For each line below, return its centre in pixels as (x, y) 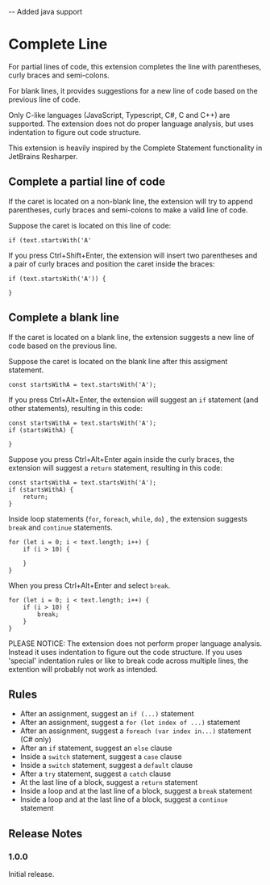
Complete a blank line (64, 318)
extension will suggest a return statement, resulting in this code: (116, 468)
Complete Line (58, 44)
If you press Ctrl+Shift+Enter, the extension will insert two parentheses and (133, 255)
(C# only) (36, 740)
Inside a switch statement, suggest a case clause (101, 757)
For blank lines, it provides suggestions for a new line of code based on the (133, 90)
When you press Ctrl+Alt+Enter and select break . (89, 585)
